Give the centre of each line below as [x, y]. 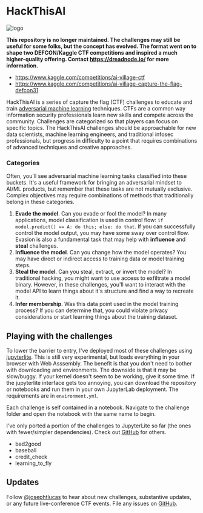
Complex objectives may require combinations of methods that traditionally [100, 195]
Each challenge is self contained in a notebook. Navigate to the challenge [98, 407]
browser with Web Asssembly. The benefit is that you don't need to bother [99, 364]
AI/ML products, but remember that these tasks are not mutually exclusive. [99, 189]
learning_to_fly [33, 463]
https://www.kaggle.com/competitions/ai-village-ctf [80, 77]
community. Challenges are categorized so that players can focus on [92, 121]
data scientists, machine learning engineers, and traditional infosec [90, 134]
